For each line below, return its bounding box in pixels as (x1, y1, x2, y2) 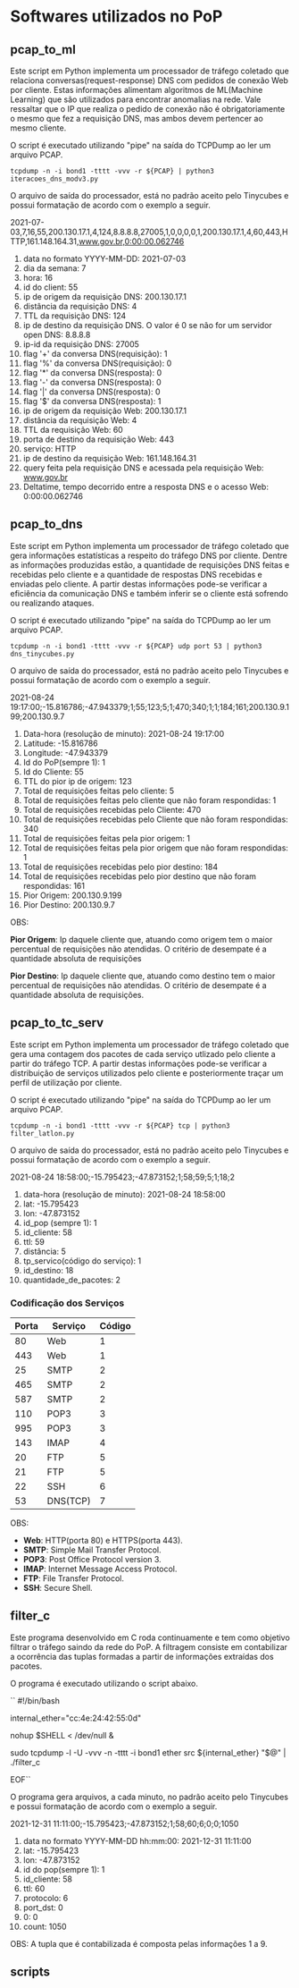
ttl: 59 (22, 1236, 46, 1247)
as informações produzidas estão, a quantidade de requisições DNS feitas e (10, 559, 290, 570)
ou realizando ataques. (10, 597, 95, 608)
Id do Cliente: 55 (22, 766, 84, 777)
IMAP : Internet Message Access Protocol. (22, 1563, 178, 1574)
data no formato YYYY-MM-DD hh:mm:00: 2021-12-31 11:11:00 (22, 1835, 253, 1846)
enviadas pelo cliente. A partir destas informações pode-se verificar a (10, 579, 268, 589)
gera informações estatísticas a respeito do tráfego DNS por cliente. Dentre (10, 550, 288, 561)
